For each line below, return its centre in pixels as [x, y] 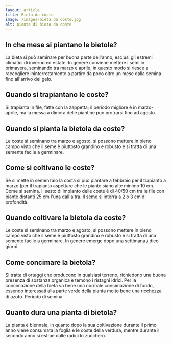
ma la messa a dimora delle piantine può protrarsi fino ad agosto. [88, 112]
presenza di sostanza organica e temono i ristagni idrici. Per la [71, 280]
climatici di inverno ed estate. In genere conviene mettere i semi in [75, 63]
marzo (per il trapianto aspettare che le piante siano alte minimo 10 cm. [80, 186]
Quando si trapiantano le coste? [57, 95]
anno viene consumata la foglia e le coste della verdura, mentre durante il [82, 330]
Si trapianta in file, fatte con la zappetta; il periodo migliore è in [71, 107]
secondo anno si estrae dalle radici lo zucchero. [56, 335]
